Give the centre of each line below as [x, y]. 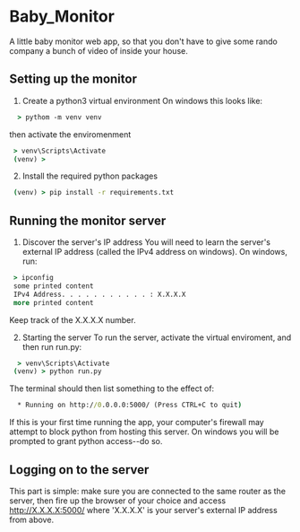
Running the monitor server [88, 220]
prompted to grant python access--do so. [86, 441]
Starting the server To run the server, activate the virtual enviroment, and [157, 337]
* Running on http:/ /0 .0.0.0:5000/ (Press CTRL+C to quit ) [130, 406]
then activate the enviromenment [70, 134]
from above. [32, 519]
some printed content [53, 286]
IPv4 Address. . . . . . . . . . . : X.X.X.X [99, 294]
